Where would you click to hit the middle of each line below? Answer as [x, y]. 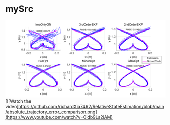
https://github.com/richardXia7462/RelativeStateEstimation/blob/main [91, 107]
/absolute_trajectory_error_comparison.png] [51, 112]
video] [12, 107]
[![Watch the [18, 101]
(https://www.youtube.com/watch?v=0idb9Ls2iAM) [59, 117]
